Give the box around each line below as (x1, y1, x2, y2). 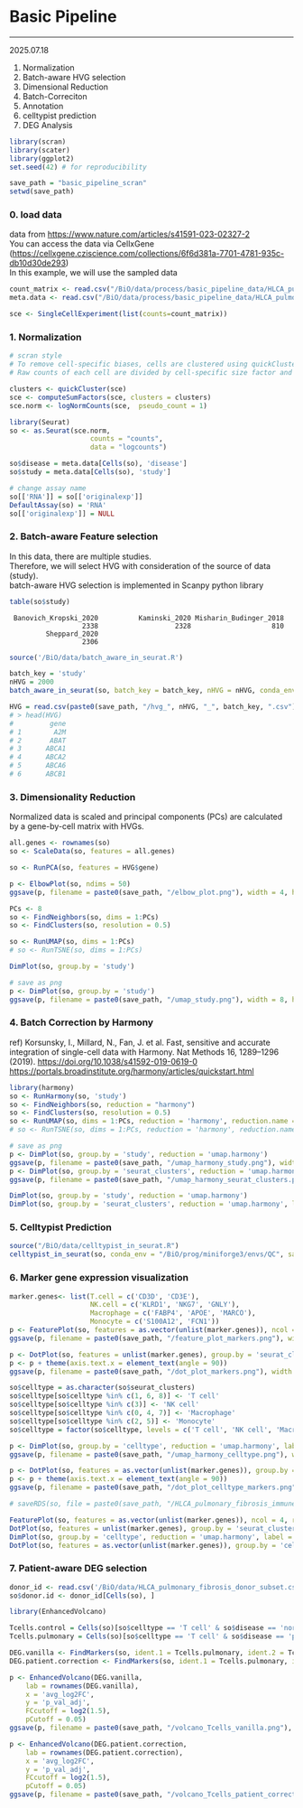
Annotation (22, 100, 64, 111)
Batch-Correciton (22, 90, 87, 101)
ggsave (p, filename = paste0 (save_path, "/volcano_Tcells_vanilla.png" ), (9, 1723, 293, 1733)
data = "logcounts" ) (89, 443, 168, 452)
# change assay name (9, 483, 87, 493)
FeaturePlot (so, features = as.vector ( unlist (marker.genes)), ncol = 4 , (9, 1515, 289, 1524)
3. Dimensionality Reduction (9, 790, 136, 803)
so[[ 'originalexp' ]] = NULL (9, 508, 115, 518)
